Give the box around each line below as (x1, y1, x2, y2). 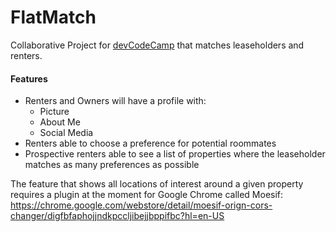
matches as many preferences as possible (24, 159, 200, 171)
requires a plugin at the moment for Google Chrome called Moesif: (10, 189, 284, 201)
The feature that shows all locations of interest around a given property (10, 178, 304, 190)
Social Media (39, 127, 94, 139)
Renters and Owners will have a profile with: (24, 95, 207, 107)
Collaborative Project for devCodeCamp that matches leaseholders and (10, 39, 305, 51)
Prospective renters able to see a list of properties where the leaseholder (24, 148, 326, 160)
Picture (39, 106, 70, 118)
